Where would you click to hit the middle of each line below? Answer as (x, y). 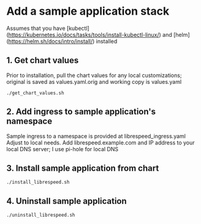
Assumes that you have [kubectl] (48, 28)
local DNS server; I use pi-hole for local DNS (63, 149)
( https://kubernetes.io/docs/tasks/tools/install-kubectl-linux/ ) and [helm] (98, 34)
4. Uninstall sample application (66, 201)
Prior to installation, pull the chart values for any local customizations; (94, 75)
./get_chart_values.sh (35, 93)
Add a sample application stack (88, 11)
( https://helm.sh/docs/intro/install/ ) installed (62, 41)
